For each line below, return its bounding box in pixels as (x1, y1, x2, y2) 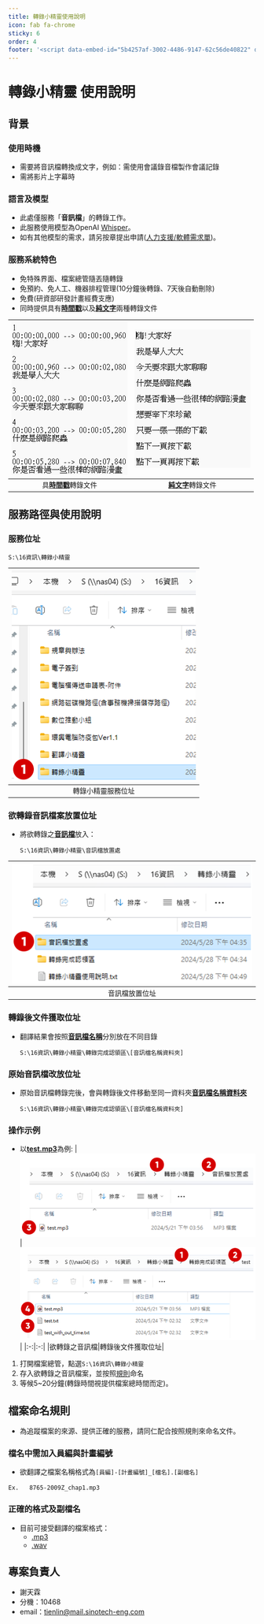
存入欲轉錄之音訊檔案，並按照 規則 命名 (19, 1369, 144, 1378)
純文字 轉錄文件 (168, 481, 217, 490)
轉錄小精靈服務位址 (72, 786, 135, 796)
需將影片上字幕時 (19, 172, 75, 181)
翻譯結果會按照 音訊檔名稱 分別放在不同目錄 (19, 1031, 158, 1041)
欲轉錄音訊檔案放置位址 (8, 810, 97, 821)
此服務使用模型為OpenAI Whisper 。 (19, 223, 135, 232)
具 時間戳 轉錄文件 (42, 481, 97, 490)
